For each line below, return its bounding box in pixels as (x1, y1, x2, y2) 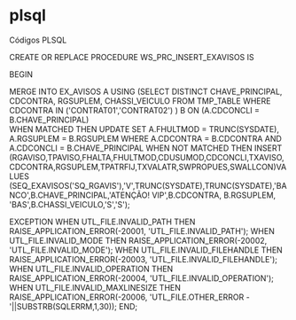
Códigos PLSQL (9, 35, 67, 45)
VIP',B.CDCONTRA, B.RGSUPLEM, (152, 190, 277, 200)
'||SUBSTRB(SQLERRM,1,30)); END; (9, 300, 138, 311)
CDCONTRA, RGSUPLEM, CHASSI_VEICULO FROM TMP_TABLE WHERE (9, 95, 271, 106)
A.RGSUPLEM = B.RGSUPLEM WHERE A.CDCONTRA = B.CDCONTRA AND (9, 133, 282, 144)
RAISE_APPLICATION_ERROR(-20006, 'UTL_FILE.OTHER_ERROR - (9, 292, 250, 302)
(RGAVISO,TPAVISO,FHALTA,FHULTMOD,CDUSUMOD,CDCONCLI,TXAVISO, (9, 152, 285, 162)
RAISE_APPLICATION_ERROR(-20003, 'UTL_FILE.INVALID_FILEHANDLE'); (9, 254, 277, 264)
